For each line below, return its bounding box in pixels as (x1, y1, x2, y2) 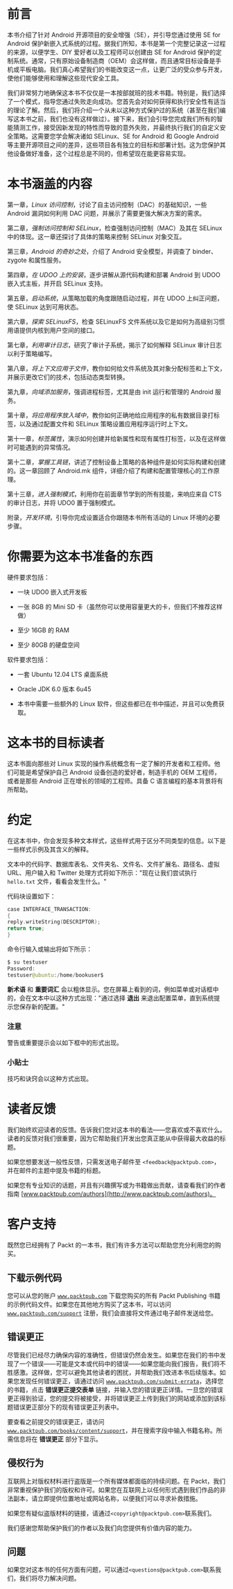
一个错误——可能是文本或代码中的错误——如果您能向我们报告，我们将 (19, 1360, 220, 1368)
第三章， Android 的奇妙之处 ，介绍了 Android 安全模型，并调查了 (7, 247, 191, 255)
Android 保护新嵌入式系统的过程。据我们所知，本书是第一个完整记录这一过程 (7, 39, 226, 47)
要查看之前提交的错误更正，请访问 (7, 1417, 105, 1425)
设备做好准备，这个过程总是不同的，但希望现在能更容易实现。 (12, 149, 189, 157)
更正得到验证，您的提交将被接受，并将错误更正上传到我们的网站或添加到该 (7, 1394, 220, 1403)
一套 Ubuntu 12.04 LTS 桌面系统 (17, 670, 109, 678)
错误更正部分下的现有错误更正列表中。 (12, 1403, 123, 1411)
